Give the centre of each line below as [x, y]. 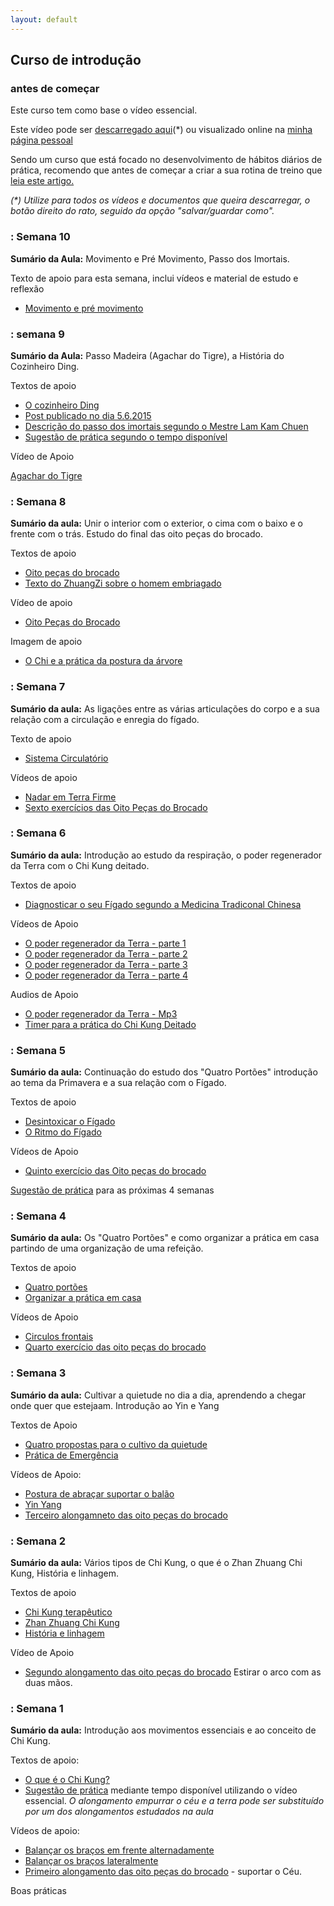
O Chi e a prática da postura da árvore [103, 661]
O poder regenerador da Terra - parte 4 [106, 975]
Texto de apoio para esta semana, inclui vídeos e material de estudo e [154, 278]
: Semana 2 [38, 1541]
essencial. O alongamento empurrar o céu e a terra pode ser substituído [174, 1801]
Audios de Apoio [44, 994]
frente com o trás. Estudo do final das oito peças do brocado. [136, 534]
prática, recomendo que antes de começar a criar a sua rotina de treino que [166, 170]
